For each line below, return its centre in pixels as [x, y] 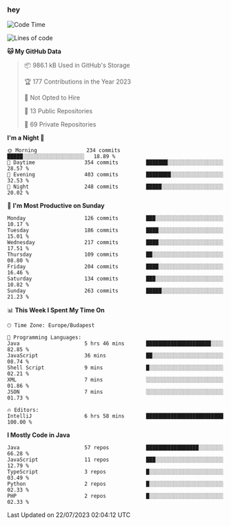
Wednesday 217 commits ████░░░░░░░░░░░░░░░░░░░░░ [115, 243]
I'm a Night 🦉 [26, 138]
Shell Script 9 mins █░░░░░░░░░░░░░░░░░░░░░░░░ [115, 368]
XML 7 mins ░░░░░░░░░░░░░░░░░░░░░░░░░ [115, 380]
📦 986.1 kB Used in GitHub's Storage [77, 65]
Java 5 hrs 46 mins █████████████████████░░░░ [115, 344]
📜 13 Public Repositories [58, 111]
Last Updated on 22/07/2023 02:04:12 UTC [69, 515]
